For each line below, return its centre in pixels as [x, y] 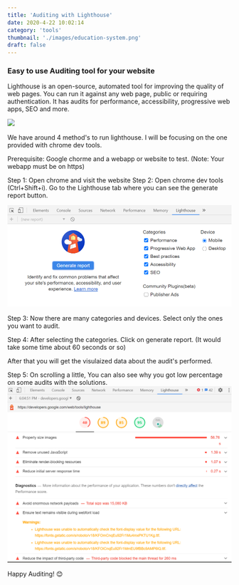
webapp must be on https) [46, 167]
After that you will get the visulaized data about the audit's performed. [110, 361]
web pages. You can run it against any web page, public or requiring [107, 94]
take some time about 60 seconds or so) [67, 347]
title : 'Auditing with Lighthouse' [60, 15]
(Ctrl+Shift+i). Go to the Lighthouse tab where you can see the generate [113, 188]
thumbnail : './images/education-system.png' [74, 38]
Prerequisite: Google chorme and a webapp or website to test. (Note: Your [116, 159]
